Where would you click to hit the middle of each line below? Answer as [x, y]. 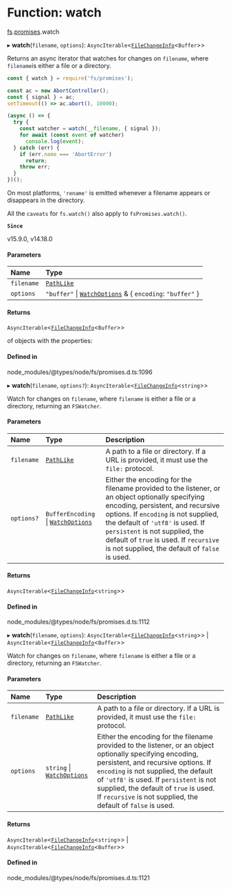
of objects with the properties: [50, 341]
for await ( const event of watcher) [72, 135]
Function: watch [54, 13]
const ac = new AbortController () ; [58, 91]
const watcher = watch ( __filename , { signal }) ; [90, 129]
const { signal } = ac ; [41, 97]
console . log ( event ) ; [55, 141]
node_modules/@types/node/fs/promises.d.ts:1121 [78, 877]
